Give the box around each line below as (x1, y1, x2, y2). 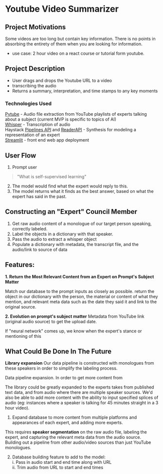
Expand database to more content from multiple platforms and (12, 414, 137, 420)
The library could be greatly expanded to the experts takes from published (5, 384, 154, 390)
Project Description (5, 64, 65, 73)
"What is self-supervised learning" (17, 173, 87, 179)
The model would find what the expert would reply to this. (12, 183, 128, 189)
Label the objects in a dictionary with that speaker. (12, 231, 113, 237)
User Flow (5, 151, 36, 160)
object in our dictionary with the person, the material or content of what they (5, 293, 158, 299)
